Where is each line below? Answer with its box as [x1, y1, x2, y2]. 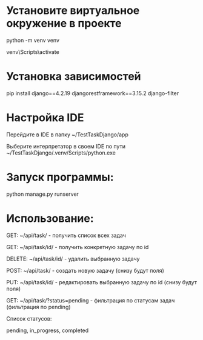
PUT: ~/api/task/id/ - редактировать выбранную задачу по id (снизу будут [6, 278, 197, 285]
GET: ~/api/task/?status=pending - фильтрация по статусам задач [6, 296, 175, 304]
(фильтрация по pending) [6, 303, 71, 310]
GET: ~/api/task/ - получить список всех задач [6, 232, 126, 239]
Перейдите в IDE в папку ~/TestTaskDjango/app [6, 131, 128, 138]
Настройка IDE [6, 111, 84, 125]
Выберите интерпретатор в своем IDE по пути [6, 142, 126, 150]
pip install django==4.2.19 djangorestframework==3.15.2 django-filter [6, 89, 179, 97]
